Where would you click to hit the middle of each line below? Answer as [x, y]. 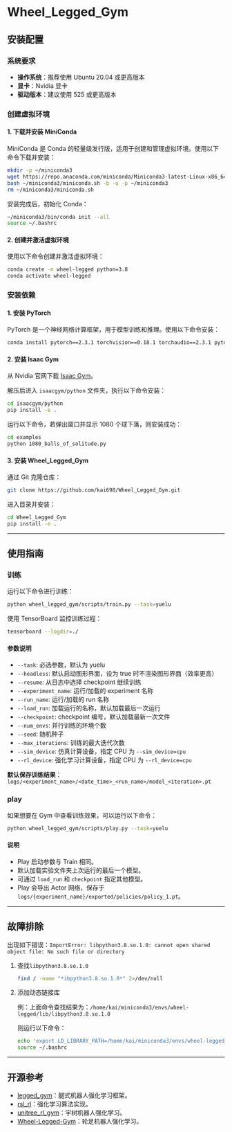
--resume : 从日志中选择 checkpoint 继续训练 [79, 682]
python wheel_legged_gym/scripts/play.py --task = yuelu [88, 828]
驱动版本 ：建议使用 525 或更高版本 [67, 94]
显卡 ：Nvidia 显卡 [42, 86]
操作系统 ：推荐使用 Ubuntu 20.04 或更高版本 [81, 77]
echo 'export [36, 1041]
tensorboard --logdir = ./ [43, 632]
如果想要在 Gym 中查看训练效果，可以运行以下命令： [82, 815]
